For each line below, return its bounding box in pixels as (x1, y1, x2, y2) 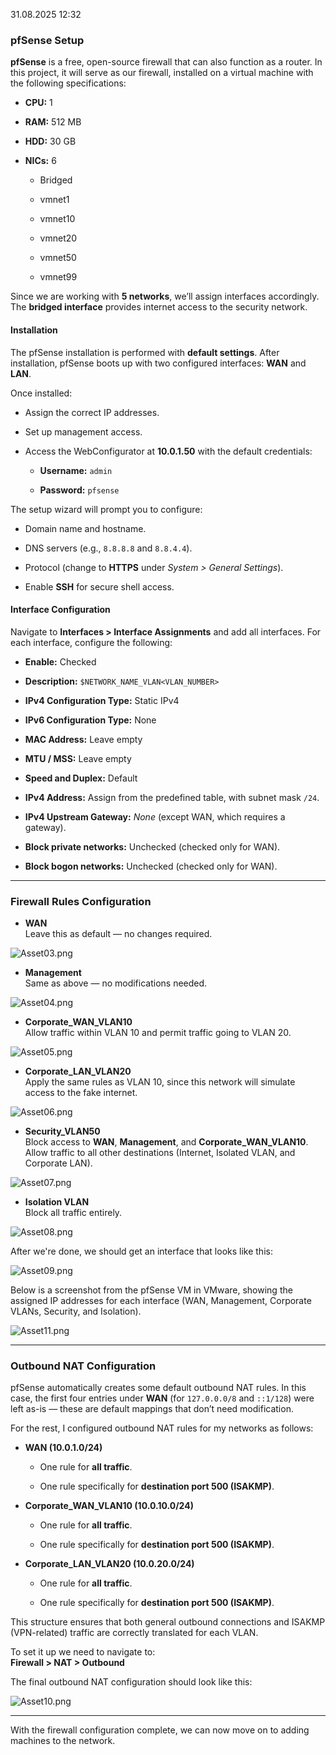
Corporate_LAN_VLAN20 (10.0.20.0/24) (24, 1558, 195, 1570)
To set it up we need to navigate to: (10, 1646, 156, 1658)
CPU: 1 (24, 97, 53, 109)
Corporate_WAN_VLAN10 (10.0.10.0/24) (24, 1500, 194, 1512)
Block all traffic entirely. (24, 1207, 123, 1218)
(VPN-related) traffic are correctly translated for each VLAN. (10, 1627, 259, 1639)
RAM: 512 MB (24, 116, 82, 128)
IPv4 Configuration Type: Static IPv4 (24, 694, 180, 706)
